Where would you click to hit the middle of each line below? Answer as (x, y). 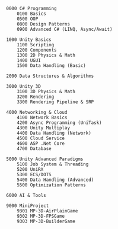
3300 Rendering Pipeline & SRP (55, 102)
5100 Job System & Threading (53, 164)
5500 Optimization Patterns (51, 185)
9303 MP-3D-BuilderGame (46, 221)
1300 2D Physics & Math (46, 55)
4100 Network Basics (42, 117)
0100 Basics (31, 14)
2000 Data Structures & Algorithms (50, 76)
